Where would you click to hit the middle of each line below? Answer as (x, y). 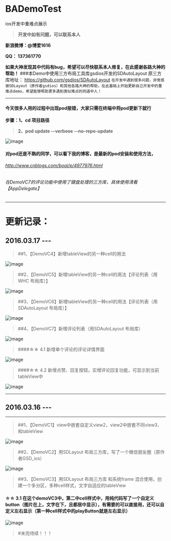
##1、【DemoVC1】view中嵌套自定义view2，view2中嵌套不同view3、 (90, 425)
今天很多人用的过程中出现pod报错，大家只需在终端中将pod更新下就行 (78, 108)
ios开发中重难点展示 (26, 23)
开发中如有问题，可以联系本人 (49, 34)
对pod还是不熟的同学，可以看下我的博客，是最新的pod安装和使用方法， (81, 153)
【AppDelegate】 (24, 188)
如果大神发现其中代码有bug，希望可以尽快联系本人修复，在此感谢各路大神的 (85, 67)
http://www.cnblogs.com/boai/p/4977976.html (54, 166)
